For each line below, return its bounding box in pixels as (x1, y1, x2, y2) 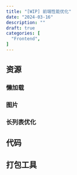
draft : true (6, 25, 35, 31)
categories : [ (6, 31, 41, 36)
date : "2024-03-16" (6, 14, 54, 20)
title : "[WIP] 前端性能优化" (6, 8, 72, 15)
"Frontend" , (11, 36, 41, 42)
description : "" (6, 19, 45, 25)
